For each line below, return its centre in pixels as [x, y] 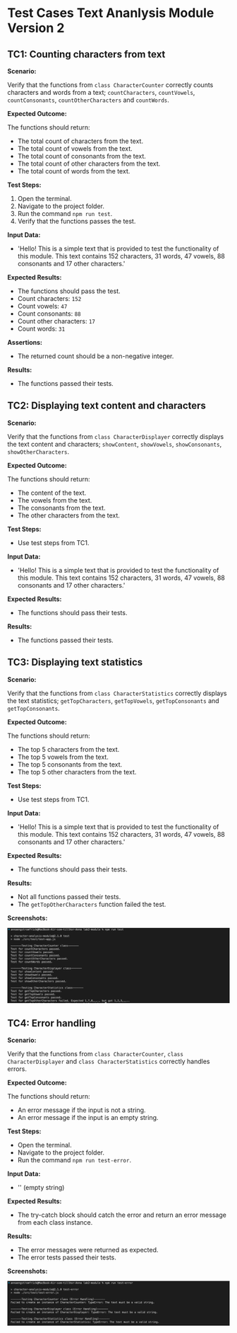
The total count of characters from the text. [80, 141]
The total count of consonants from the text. [82, 156]
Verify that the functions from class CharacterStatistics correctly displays [117, 693]
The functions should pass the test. [69, 291]
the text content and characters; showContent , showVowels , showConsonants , [115, 444]
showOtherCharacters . [38, 452]
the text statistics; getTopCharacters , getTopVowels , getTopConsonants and [114, 700]
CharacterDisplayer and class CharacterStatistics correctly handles [109, 1062]
